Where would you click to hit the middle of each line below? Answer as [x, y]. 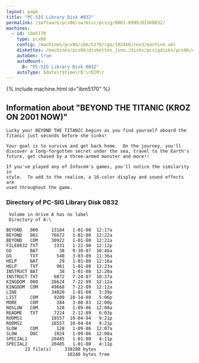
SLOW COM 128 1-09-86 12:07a [59, 329]
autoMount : [30, 61]
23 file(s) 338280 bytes [60, 349]
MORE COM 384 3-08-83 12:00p [59, 303]
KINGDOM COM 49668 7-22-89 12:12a [59, 287]
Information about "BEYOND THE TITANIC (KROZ [98, 107]
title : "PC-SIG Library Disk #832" [50, 17]
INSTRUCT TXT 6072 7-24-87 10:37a [59, 277]
